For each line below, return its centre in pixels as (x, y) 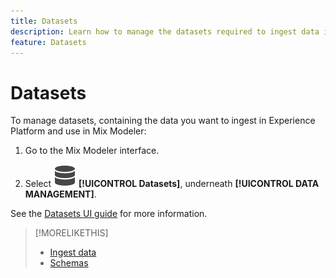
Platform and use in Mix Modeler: (78, 131)
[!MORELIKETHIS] (71, 233)
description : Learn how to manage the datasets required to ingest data (165, 31)
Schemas (69, 263)
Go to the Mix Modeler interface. (92, 151)
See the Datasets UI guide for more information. (109, 214)
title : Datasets (44, 21)
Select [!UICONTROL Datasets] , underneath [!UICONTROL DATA (172, 184)
